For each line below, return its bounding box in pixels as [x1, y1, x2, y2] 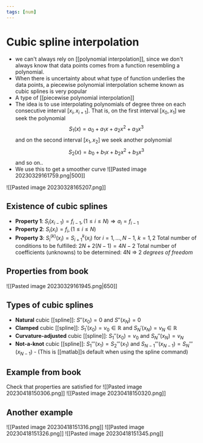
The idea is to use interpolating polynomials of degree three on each [15, 100, 186, 108]
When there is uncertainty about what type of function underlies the [15, 74, 185, 82]
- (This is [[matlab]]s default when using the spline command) [33, 348, 188, 355]
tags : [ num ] [6, 9, 36, 15]
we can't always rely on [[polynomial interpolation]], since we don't [15, 55, 183, 63]
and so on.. [15, 159, 44, 167]
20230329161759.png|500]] [15, 172, 85, 179]
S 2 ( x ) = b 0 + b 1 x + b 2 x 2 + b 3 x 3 [68, 147, 144, 157]
